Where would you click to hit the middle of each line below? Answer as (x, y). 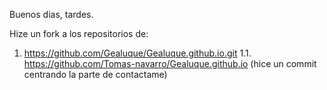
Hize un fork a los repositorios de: (79, 33)
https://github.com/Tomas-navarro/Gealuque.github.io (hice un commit (170, 63)
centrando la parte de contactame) (95, 74)
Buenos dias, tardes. (51, 14)
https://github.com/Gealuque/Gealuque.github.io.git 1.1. (137, 53)
